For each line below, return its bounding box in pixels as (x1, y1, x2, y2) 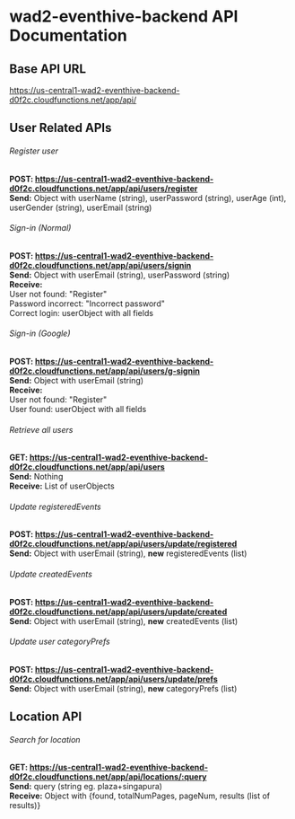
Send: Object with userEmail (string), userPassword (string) (9, 269, 230, 280)
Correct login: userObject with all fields (9, 307, 154, 318)
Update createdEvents (9, 568, 92, 579)
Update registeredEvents (9, 501, 101, 512)
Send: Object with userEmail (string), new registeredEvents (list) (9, 548, 247, 559)
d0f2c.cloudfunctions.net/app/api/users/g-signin (9, 365, 200, 376)
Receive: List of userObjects (9, 480, 115, 491)
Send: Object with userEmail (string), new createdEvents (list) (9, 615, 239, 626)
